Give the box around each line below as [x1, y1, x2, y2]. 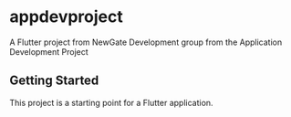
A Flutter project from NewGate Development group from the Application [9, 37, 283, 48]
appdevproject [9, 6, 123, 27]
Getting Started [9, 73, 99, 89]
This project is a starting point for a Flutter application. [9, 97, 213, 108]
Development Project [9, 46, 88, 57]
